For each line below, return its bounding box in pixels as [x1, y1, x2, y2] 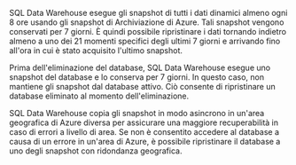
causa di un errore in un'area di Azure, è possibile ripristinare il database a [9, 137, 281, 146]
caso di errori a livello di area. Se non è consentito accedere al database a [9, 127, 280, 137]
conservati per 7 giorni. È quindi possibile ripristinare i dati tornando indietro [9, 27, 286, 36]
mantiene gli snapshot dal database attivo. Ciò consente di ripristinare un [9, 82, 277, 91]
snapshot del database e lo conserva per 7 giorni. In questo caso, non [9, 72, 264, 82]
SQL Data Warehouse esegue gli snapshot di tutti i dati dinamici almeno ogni [9, 8, 288, 18]
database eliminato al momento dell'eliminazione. [9, 90, 190, 101]
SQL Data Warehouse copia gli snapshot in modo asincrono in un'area [9, 108, 265, 118]
